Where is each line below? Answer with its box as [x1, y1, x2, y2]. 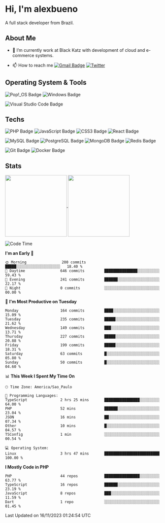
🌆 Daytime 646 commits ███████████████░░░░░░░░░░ [5, 269, 160, 274]
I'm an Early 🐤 [5, 250, 34, 256]
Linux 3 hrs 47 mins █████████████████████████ [5, 451, 160, 456]
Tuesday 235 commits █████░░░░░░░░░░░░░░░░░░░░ [5, 317, 160, 322]
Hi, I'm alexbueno [5, 3, 78, 15]
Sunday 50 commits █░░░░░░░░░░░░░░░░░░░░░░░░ [5, 360, 160, 365]
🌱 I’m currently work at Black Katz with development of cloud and [12, 47, 145, 53]
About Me [5, 34, 36, 42]
